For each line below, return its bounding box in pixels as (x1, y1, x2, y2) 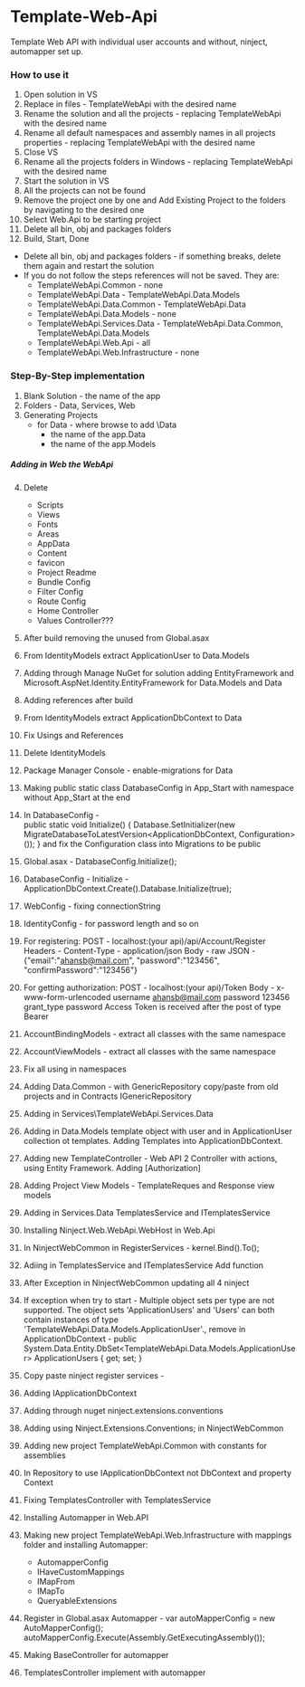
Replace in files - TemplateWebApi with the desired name (23, 99, 237, 110)
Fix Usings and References (23, 729, 124, 740)
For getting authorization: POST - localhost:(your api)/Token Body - (23, 982, 275, 993)
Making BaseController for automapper (23, 1649, 169, 1660)
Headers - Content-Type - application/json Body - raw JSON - (23, 945, 256, 956)
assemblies (23, 1450, 66, 1461)
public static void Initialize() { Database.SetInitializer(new (23, 819, 236, 830)
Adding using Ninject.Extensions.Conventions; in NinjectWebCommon (23, 1423, 284, 1434)
